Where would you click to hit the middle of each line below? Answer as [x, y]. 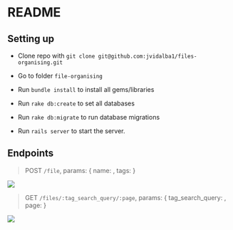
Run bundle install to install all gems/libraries [86, 89]
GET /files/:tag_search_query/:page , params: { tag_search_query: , [125, 197]
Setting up [31, 39]
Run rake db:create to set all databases [76, 103]
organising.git [40, 63]
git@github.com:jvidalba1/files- [147, 56]
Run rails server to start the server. [72, 131]
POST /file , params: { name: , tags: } [80, 170]
